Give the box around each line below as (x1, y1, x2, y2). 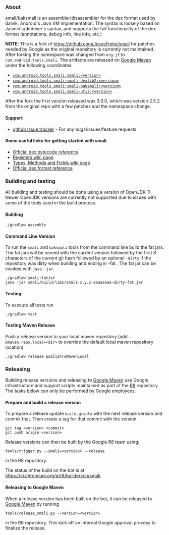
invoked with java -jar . (5, 266, 54, 272)
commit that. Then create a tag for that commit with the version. (5, 416, 138, 422)
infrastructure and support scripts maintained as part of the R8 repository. (5, 383, 159, 389)
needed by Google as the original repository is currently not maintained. (5, 46, 155, 52)
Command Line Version (5, 233, 55, 239)
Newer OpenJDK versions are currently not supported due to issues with (5, 194, 156, 200)
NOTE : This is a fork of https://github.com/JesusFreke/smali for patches (5, 41, 155, 47)
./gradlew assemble (5, 223, 46, 228)
